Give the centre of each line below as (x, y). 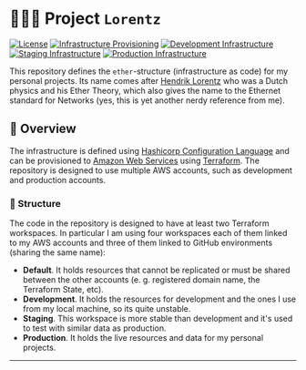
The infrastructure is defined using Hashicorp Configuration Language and (149, 150)
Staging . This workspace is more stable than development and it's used (158, 319)
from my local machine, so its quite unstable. (107, 309)
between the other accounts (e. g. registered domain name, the (141, 280)
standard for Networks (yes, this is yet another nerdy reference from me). (147, 100)
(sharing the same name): (58, 252)
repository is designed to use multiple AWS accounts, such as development (151, 170)
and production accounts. (58, 180)
